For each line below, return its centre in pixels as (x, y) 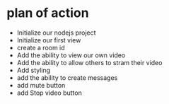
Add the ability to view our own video (71, 55)
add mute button (41, 85)
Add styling (34, 70)
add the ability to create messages (67, 77)
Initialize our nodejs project (56, 33)
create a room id (41, 47)
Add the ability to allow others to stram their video (89, 62)
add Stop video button (49, 93)
